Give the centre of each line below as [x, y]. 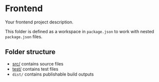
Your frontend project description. [39, 22]
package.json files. [24, 37]
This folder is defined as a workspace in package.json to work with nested [79, 31]
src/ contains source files [38, 63]
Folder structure [30, 52]
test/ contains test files [35, 69]
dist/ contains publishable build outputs [53, 74]
